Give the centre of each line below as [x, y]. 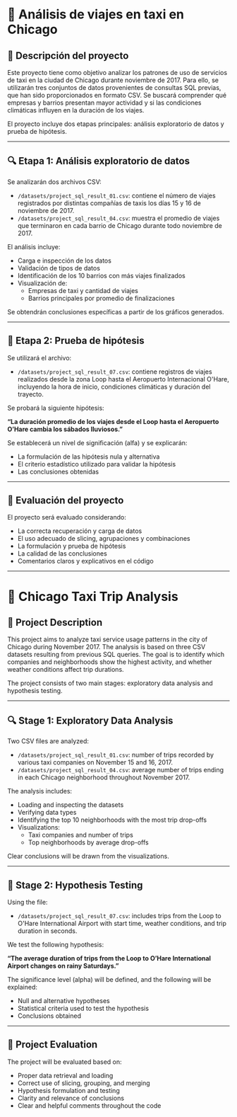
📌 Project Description [55, 623]
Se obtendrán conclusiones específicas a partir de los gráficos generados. [116, 311]
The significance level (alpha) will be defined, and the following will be [109, 980]
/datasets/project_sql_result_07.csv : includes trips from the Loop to [119, 916]
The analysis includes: [40, 791]
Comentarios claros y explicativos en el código [85, 561]
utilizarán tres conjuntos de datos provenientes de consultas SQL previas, [114, 87]
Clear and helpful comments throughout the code [89, 1105]
